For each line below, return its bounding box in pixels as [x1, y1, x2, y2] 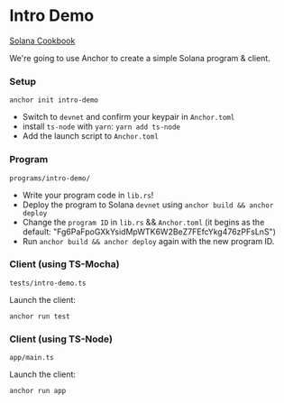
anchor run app [9, 387, 67, 396]
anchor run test [9, 312, 70, 321]
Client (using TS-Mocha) [9, 258, 120, 270]
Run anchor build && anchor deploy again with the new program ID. [22, 235, 275, 246]
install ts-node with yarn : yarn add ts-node [22, 121, 180, 132]
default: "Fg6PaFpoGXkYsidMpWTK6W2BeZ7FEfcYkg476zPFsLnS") [22, 226, 277, 237]
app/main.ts [9, 353, 54, 362]
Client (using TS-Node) [9, 333, 113, 345]
